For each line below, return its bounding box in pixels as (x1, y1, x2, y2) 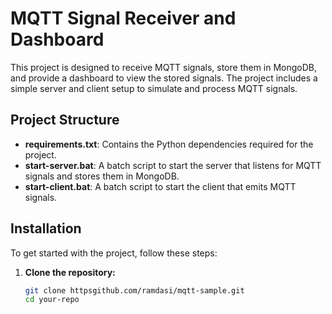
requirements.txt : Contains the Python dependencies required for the (24, 138, 314, 150)
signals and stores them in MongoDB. (24, 170, 180, 182)
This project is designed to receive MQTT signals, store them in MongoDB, (10, 61, 318, 73)
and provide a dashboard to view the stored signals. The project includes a (10, 72, 318, 84)
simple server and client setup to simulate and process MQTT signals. (10, 82, 298, 94)
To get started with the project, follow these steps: (10, 247, 218, 259)
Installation (10, 220, 82, 237)
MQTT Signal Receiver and (10, 7, 237, 30)
